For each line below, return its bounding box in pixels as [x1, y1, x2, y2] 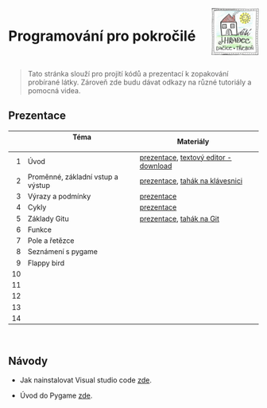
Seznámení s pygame [27, 247, 98, 257]
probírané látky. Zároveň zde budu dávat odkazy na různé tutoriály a [27, 77, 252, 87]
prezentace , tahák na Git [139, 214, 220, 223]
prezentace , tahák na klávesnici [139, 176, 243, 186]
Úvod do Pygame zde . [19, 390, 93, 401]
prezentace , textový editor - [139, 152, 232, 162]
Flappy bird [27, 258, 65, 268]
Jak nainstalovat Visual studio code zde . [19, 375, 153, 385]
